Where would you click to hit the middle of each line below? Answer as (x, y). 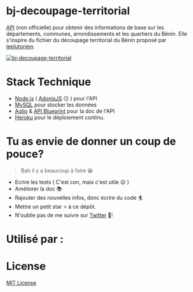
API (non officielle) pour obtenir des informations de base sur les (85, 27)
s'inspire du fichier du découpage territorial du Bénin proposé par (86, 40)
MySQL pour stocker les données (56, 105)
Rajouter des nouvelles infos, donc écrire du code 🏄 (79, 197)
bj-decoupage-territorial (68, 11)
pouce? (25, 154)
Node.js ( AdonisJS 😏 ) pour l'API (56, 98)
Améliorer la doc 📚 (38, 189)
